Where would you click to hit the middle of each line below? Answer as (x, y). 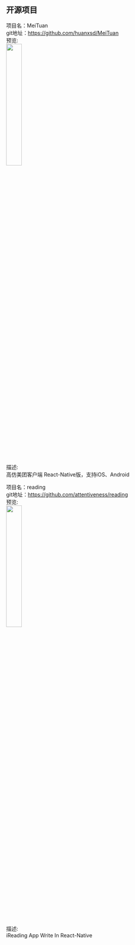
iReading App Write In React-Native (49, 935)
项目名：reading (26, 487)
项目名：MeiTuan (27, 26)
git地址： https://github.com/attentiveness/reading (67, 494)
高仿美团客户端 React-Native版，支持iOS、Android (68, 474)
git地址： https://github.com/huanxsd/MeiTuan (62, 33)
